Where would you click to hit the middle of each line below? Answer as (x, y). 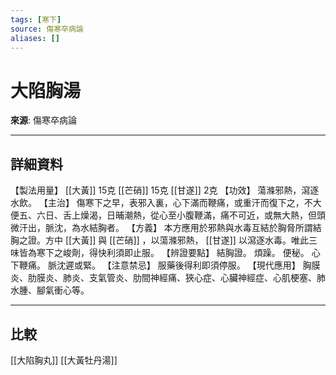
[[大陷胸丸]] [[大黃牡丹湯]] (64, 360)
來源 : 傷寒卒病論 (43, 120)
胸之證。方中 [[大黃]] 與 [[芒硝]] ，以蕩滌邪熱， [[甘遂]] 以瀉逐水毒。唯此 (159, 240)
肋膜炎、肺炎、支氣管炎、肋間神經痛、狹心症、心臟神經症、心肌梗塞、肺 (176, 278)
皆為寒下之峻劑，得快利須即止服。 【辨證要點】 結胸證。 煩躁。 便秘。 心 (169, 253)
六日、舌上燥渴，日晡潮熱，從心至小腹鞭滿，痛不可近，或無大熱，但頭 (181, 215)
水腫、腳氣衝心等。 (50, 290)
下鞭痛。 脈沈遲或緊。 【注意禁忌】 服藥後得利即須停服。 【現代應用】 (155, 265)
